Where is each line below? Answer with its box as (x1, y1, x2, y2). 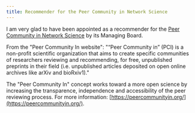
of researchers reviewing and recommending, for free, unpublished (6, 56, 173, 63)
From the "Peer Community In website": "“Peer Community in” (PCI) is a (6, 43, 184, 50)
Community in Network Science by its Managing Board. (6, 31, 143, 39)
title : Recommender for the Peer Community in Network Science (6, 8, 168, 15)
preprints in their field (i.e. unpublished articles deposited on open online (6, 63, 186, 70)
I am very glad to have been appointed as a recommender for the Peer (6, 25, 180, 32)
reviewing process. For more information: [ (6, 93, 112, 100)
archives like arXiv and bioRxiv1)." (6, 69, 89, 76)
